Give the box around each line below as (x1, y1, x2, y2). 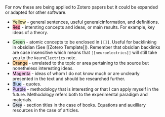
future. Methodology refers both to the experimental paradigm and (12, 91, 148, 97)
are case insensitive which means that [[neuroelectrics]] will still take (12, 49, 157, 55)
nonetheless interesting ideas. (12, 65, 74, 71)
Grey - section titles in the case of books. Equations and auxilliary (12, 102, 146, 108)
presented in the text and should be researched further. (12, 76, 125, 81)
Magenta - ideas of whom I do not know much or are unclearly (12, 71, 140, 76)
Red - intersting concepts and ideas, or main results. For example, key (12, 24, 155, 30)
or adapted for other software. (5, 9, 67, 15)
